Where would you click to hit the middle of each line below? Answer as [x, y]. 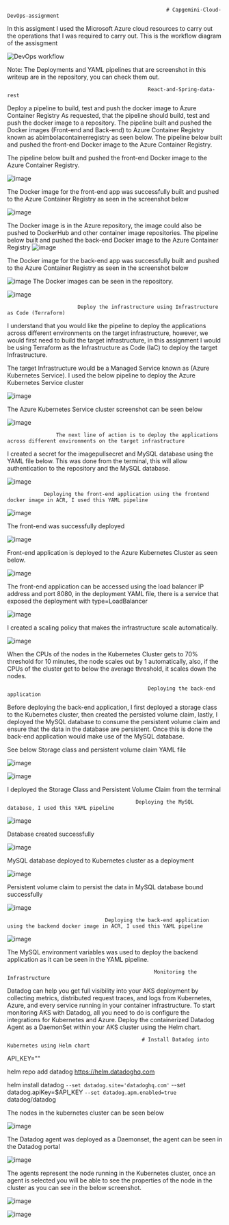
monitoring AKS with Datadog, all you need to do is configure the [98, 1013]
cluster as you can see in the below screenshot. [75, 1188]
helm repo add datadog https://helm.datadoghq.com [81, 1072]
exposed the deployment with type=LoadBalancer [78, 601]
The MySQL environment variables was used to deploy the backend [103, 952]
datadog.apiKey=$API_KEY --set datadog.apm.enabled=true [92, 1092]
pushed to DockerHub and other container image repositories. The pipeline [113, 233]
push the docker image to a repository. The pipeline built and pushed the [109, 123]
